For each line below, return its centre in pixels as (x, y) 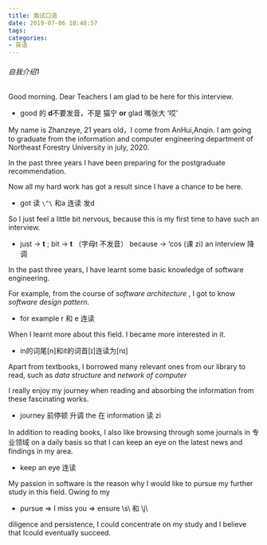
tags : (17, 30)
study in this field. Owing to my (59, 492)
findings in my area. (41, 451)
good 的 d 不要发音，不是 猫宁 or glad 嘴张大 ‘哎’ (99, 113)
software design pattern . (49, 302)
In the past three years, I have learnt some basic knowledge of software (126, 270)
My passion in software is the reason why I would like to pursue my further (131, 484)
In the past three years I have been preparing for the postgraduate (117, 163)
